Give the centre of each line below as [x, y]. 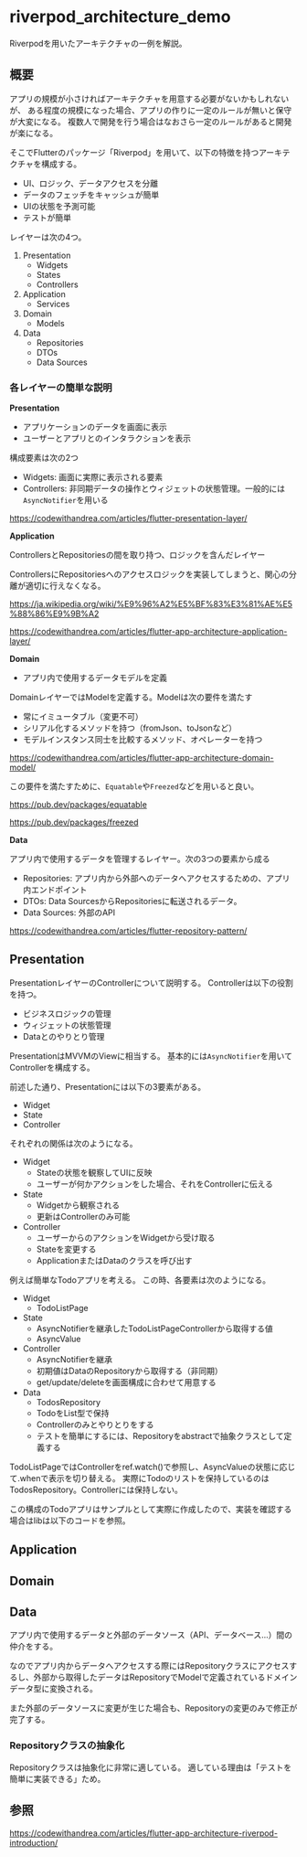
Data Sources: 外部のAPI [69, 912]
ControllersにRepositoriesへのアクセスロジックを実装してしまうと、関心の [149, 574]
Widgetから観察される [78, 1205]
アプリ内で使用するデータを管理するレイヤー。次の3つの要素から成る [140, 859]
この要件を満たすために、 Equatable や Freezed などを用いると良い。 [134, 786]
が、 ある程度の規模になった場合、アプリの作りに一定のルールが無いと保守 [151, 110]
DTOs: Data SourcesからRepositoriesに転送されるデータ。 [132, 902]
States [48, 274]
